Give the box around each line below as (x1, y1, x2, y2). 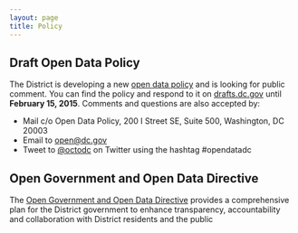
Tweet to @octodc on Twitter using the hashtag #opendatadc (22, 144, 252, 155)
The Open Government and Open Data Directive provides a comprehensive (9, 195, 290, 206)
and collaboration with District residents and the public (9, 214, 214, 225)
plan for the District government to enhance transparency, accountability (9, 204, 281, 215)
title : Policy (9, 22, 63, 31)
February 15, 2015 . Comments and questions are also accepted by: (9, 98, 261, 109)
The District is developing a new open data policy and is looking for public (9, 79, 285, 90)
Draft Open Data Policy (9, 55, 140, 70)
